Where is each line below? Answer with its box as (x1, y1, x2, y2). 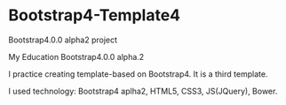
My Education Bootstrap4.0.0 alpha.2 (8, 51, 145, 62)
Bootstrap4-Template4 (8, 5, 181, 26)
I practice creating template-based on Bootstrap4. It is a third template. (8, 68, 268, 79)
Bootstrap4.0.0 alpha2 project (8, 34, 117, 45)
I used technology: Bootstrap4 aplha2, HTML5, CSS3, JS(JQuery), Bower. (8, 86, 278, 96)
